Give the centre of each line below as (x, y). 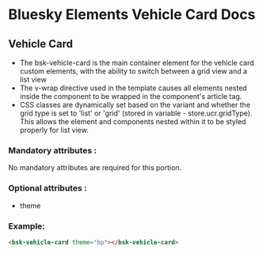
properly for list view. (54, 130)
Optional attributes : (48, 188)
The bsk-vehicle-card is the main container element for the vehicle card (137, 63)
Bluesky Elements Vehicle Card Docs (132, 15)
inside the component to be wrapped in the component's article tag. (131, 96)
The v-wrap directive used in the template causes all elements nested (133, 88)
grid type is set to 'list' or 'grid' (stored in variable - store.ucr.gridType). (136, 113)
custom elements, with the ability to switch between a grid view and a (133, 71)
